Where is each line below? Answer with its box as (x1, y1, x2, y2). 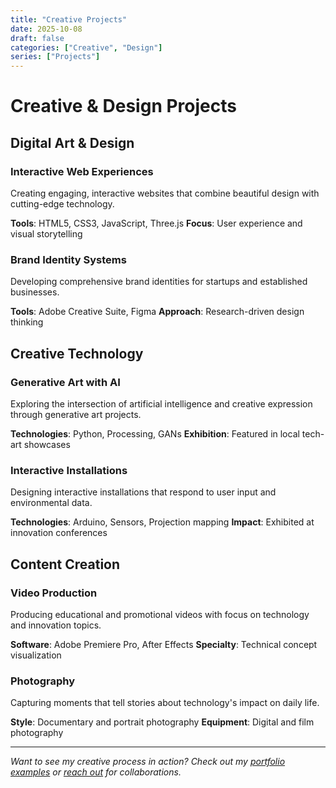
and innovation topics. (10, 619, 102, 631)
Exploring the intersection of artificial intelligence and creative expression (10, 397, 313, 410)
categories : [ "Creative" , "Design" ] (10, 42, 163, 53)
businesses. (10, 286, 60, 298)
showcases (23, 438, 71, 450)
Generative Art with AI (10, 375, 121, 389)
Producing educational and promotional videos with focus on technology (10, 608, 310, 620)
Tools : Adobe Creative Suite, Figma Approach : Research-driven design (10, 306, 305, 318)
